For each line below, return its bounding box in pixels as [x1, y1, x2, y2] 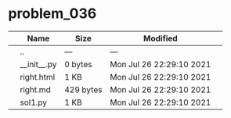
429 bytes [63, 84, 103, 95]
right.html [20, 71, 56, 82]
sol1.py [20, 97, 48, 108]
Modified [143, 33, 178, 44]
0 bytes [63, 59, 92, 70]
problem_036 [8, 5, 97, 23]
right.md [20, 84, 51, 95]
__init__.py [20, 59, 57, 70]
